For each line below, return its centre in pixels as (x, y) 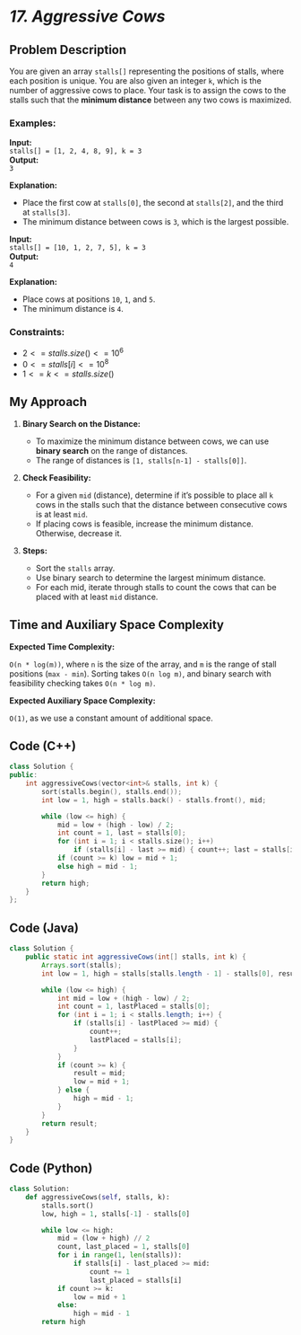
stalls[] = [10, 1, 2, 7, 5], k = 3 (77, 248)
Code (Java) (44, 928)
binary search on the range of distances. (112, 450)
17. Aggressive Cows (87, 17)
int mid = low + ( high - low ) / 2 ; (124, 998)
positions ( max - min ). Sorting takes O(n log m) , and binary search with (140, 673)
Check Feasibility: (56, 477)
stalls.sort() (68, 1206)
